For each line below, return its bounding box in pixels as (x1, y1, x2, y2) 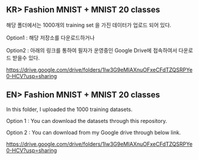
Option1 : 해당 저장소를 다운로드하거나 (6, 34, 95, 41)
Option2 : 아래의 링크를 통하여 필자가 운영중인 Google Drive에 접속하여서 (6, 47, 177, 54)
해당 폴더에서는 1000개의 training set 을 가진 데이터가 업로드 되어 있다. (6, 21, 172, 29)
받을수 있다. (12, 54, 40, 61)
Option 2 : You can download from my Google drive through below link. (6, 128, 181, 136)
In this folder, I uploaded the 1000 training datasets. (6, 106, 133, 113)
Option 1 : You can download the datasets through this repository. (6, 117, 167, 124)
